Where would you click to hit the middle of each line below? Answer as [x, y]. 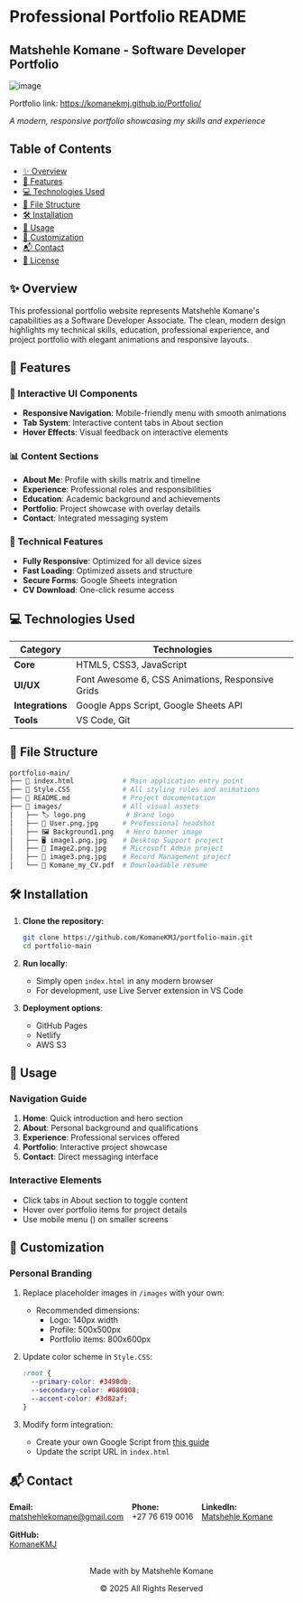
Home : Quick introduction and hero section [102, 1118]
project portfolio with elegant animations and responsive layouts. [129, 339]
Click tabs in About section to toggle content [105, 1200]
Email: [21, 1507]
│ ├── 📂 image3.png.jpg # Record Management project [120, 857]
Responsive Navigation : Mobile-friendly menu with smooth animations [154, 413]
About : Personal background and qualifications [110, 1128]
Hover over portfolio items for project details [105, 1210]
